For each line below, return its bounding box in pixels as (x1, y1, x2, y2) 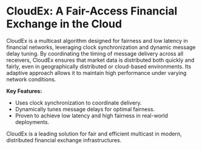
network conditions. (6, 76, 56, 83)
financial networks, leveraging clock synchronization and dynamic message (6, 44, 196, 51)
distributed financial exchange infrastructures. (6, 136, 122, 143)
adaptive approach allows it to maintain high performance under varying (6, 69, 187, 76)
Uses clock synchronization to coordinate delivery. (15, 99, 142, 106)
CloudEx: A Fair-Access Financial (6, 4, 178, 18)
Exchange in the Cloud (6, 17, 123, 31)
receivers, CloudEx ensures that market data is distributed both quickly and (6, 56, 195, 64)
